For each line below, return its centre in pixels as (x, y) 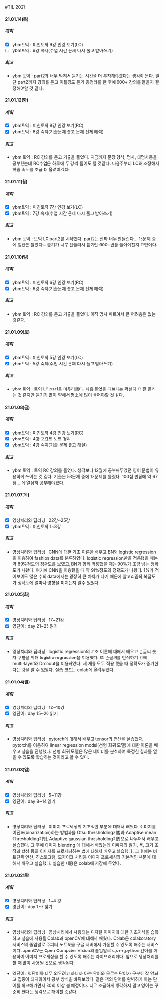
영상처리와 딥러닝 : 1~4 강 (37, 901)
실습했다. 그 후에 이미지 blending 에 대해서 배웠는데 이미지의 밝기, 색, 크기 (83, 845)
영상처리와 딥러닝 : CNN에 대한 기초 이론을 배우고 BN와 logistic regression (84, 552)
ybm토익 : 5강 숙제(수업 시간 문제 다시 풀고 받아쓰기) (62, 364)
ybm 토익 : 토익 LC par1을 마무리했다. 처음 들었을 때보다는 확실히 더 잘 (79, 389)
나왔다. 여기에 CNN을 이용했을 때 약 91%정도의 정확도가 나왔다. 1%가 (88, 570)
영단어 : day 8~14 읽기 (34, 801)
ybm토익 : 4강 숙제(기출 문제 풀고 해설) (49, 445)
